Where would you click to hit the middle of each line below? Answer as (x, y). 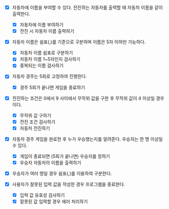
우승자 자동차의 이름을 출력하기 (50, 163)
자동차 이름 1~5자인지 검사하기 (50, 59)
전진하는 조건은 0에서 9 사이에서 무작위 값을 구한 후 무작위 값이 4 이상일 (83, 98)
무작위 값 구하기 (35, 115)
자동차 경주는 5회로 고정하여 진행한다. (49, 76)
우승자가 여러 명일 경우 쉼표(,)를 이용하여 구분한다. (62, 173)
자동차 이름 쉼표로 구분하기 (46, 53)
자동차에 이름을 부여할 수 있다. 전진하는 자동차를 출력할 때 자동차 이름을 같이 (88, 7)
